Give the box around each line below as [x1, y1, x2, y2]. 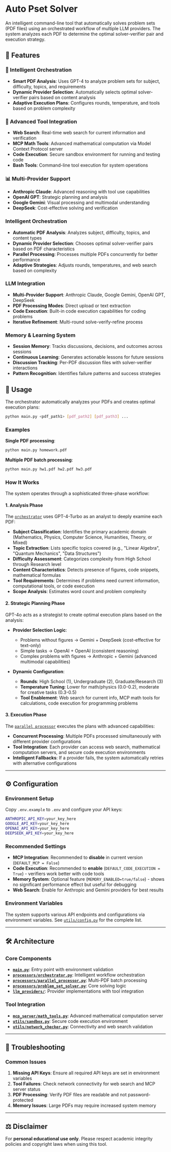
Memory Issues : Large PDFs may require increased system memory [12, 1102, 156, 1109]
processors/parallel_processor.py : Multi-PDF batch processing [12, 977, 148, 983]
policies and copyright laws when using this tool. [5, 1141, 108, 1147]
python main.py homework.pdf [5, 448, 67, 453]
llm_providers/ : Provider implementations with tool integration [12, 988, 144, 994]
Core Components [5, 955, 52, 962]
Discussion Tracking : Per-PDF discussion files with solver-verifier [12, 360, 152, 366]
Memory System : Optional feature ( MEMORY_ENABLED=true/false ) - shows [12, 876, 164, 882]
